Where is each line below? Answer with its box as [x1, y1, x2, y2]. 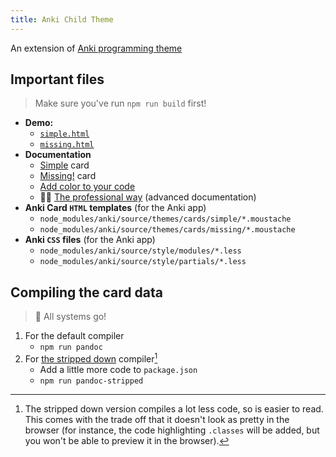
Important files [10, 71, 105, 88]
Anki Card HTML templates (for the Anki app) [24, 202, 207, 214]
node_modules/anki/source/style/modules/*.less [39, 246, 242, 256]
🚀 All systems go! [34, 311, 107, 323]
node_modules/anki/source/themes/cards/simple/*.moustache [39, 214, 292, 225]
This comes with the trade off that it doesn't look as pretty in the [24, 413, 290, 425]
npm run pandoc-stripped [39, 376, 144, 386]
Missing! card [39, 170, 97, 182]
